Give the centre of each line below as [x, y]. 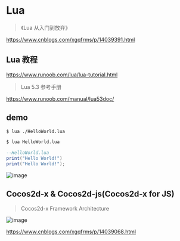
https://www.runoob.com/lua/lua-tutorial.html [62, 75]
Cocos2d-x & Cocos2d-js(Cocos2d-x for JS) [90, 194]
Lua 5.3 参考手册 [41, 86]
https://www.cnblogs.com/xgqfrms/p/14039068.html [71, 231]
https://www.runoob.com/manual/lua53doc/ [60, 98]
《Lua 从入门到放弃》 [46, 27]
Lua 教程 [22, 60]
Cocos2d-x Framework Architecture [65, 208]
